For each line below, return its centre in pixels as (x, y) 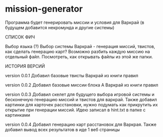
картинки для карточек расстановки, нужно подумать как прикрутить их (81, 104)
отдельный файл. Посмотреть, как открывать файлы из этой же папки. (79, 56)
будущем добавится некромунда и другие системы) (60, 27)
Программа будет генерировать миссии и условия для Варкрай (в (75, 22)
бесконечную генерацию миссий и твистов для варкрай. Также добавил (81, 99)
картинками (18, 115)
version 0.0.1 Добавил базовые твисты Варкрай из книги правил (72, 75)
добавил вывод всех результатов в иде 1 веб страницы (62, 129)
